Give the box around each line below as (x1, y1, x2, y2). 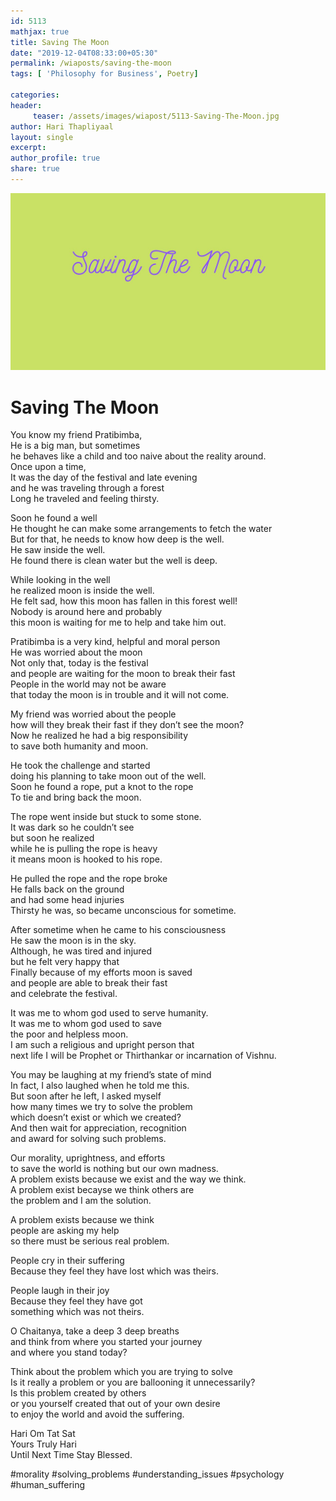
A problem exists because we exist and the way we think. (10, 1173, 247, 1185)
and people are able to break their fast (10, 977, 168, 989)
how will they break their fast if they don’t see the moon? (10, 719, 245, 731)
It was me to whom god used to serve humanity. (10, 1007, 209, 1019)
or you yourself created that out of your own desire (10, 1398, 221, 1410)
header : (10, 100, 43, 110)
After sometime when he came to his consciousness (10, 924, 227, 936)
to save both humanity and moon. (10, 740, 149, 752)
